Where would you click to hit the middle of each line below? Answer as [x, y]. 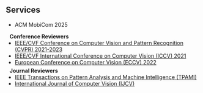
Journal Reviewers [34, 71]
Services [23, 10]
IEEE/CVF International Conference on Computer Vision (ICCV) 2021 [100, 56]
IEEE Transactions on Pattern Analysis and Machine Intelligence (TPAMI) [105, 77]
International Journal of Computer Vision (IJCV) [75, 83]
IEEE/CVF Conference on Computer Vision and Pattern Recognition [99, 43]
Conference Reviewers [39, 36]
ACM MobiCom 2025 [41, 24]
